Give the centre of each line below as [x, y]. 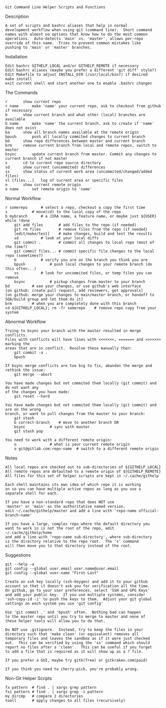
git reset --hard [32, 396]
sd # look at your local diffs [56, 238]
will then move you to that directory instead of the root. [69, 546]
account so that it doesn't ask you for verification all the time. [78, 586]
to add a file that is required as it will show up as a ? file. [74, 652]
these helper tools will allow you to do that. [55, 621]
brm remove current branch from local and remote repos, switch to [81, 145]
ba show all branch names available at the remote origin [72, 132]
